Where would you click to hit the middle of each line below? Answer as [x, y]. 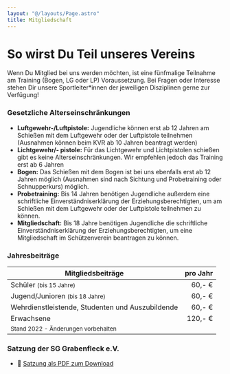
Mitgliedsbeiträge [94, 273]
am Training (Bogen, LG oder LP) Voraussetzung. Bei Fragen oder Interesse [114, 81]
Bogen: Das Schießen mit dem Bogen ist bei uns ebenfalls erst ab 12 [114, 172]
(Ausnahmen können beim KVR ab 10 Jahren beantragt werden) [107, 143]
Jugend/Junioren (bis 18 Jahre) [58, 296]
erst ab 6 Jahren [40, 164]
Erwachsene [31, 319]
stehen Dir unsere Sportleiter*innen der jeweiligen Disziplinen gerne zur [109, 87]
